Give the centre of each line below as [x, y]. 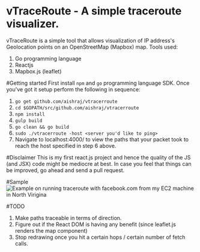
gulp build [29, 121]
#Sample [17, 182]
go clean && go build [42, 127]
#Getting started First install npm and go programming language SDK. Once [98, 83]
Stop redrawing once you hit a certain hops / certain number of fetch [100, 237]
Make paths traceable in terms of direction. [68, 218]
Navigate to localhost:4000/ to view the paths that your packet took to [102, 139]
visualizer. [33, 24]
